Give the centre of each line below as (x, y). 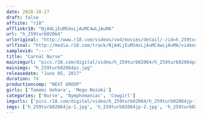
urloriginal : (23, 40)
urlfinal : (19, 46)
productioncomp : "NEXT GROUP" (44, 85)
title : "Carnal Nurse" (35, 56)
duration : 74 (23, 79)
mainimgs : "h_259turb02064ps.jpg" (50, 68)
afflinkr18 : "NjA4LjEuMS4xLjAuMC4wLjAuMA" (60, 29)
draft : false (23, 17)
